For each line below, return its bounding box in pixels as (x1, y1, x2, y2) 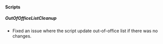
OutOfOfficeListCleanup (5, 15, 57, 21)
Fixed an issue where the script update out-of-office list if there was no (12, 28, 158, 34)
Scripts (5, 4, 21, 10)
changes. (12, 33, 32, 39)
